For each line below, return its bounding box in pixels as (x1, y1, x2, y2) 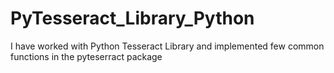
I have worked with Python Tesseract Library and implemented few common (10, 40, 325, 52)
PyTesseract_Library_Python (10, 7, 255, 30)
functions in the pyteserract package (10, 50, 163, 62)
